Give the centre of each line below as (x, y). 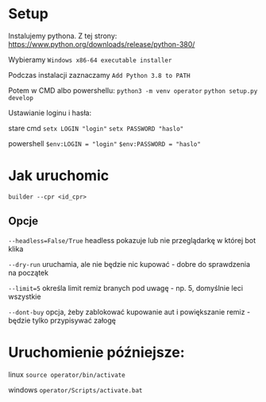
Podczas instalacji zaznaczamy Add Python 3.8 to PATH (99, 75)
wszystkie (25, 296)
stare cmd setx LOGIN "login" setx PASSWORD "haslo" (96, 128)
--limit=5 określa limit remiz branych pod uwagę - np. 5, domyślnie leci (126, 288)
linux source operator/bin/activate (67, 374)
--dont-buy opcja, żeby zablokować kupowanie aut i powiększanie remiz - (129, 311)
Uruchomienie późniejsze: (96, 352)
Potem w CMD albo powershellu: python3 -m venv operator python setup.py (133, 90)
